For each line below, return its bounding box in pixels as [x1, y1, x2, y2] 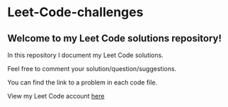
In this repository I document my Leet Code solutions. [7, 51, 164, 59]
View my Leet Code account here [7, 92, 105, 100]
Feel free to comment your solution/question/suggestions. [7, 65, 177, 73]
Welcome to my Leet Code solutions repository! [7, 32, 222, 44]
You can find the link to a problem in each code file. [7, 78, 158, 87]
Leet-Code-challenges [7, 4, 144, 20]
